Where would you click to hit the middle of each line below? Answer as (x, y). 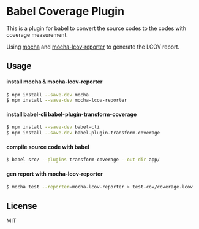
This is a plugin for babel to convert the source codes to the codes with (96, 28)
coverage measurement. (37, 34)
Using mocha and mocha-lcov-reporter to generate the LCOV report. (93, 47)
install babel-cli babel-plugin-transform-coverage (72, 114)
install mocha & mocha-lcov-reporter (54, 82)
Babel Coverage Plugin (65, 11)
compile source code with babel (48, 147)
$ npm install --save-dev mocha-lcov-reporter (67, 100)
